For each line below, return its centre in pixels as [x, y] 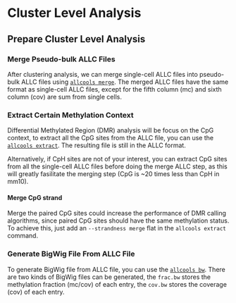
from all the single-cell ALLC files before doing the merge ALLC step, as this [117, 166]
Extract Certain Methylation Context [70, 115]
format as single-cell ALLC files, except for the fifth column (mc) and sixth [114, 89]
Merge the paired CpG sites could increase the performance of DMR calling [117, 214]
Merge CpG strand [35, 197]
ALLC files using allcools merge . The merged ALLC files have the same [125, 82]
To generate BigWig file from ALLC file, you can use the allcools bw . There [116, 269]
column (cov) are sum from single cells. [64, 97]
